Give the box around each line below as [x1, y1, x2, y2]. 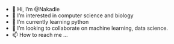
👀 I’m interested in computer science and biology [11, 12, 134, 19]
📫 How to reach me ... [11, 32, 68, 38]
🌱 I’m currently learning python [11, 18, 89, 25]
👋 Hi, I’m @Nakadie [11, 6, 60, 12]
